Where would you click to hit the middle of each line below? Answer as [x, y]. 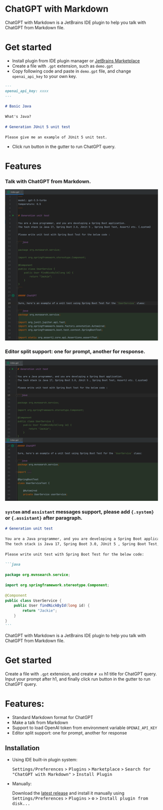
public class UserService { [33, 600]
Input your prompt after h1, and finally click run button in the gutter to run [78, 679]
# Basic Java [18, 106]
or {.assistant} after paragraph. [44, 518]
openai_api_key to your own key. [44, 76]
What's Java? [18, 117]
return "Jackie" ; [40, 611]
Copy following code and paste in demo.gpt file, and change [72, 71]
